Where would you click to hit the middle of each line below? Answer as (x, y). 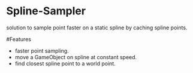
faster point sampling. (42, 51)
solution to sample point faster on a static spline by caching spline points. (97, 28)
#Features (19, 39)
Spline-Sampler (46, 11)
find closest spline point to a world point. (65, 63)
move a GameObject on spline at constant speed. (76, 57)
